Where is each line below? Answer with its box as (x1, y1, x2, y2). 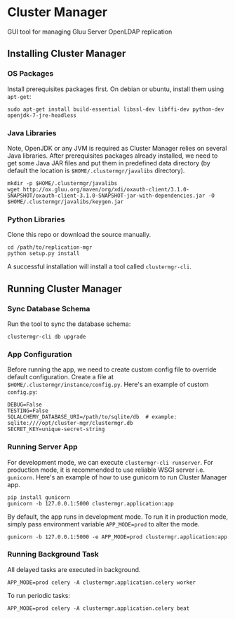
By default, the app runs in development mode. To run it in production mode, (7, 512, 229, 521)
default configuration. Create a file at (7, 373, 114, 381)
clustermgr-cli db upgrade (7, 333, 86, 340)
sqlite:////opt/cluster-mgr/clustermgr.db (7, 420, 133, 427)
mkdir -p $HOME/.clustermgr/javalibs (7, 179, 118, 186)
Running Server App (7, 442, 79, 452)
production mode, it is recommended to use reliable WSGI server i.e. (7, 465, 206, 474)
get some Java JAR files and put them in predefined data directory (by (7, 158, 210, 167)
